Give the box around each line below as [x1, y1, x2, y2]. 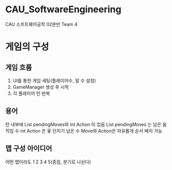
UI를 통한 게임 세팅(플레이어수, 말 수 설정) [12, 77, 96, 83]
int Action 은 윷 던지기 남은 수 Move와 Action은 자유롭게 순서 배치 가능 [20, 128, 163, 134]
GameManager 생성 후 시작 [12, 83, 69, 90]
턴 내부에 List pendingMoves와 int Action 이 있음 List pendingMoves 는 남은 [5, 121, 162, 128]
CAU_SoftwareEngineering [5, 4, 122, 15]
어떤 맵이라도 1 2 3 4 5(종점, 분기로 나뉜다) [5, 159, 91, 165]
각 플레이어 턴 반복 [12, 90, 50, 96]
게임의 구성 [5, 41, 49, 53]
